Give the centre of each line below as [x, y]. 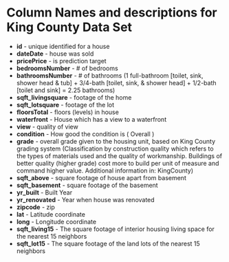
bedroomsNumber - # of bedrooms [67, 68]
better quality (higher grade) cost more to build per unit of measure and [118, 163]
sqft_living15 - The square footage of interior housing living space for [115, 229]
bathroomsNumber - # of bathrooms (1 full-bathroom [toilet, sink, [110, 75]
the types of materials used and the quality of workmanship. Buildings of [119, 155]
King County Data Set [69, 27]
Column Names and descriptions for [112, 13]
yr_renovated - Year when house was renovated [86, 199]
